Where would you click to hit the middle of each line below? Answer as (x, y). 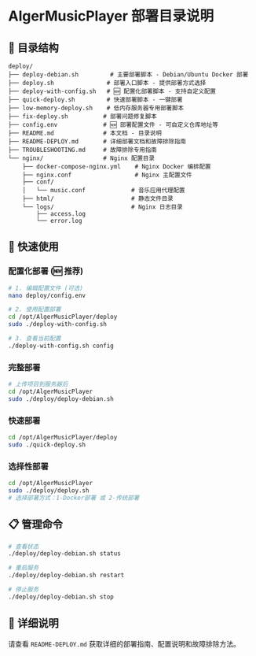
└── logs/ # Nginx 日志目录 (102, 207)
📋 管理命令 (36, 524)
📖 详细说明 (33, 623)
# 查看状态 (24, 547)
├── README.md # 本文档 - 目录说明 (85, 133)
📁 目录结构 (33, 48)
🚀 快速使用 (33, 247)
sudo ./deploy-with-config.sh (58, 324)
